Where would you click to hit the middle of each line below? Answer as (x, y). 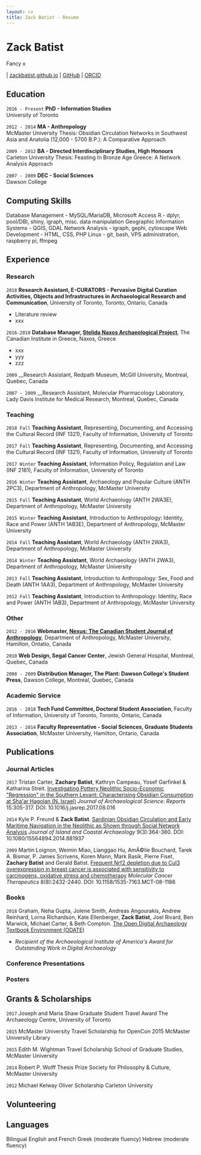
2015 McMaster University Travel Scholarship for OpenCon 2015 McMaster (98, 1031)
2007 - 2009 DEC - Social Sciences (50, 175)
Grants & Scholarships (49, 999)
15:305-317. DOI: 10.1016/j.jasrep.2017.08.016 (61, 808)
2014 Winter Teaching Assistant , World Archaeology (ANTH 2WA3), (91, 560)
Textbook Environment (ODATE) (46, 930)
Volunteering (31, 1104)
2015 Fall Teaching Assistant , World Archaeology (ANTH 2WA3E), (90, 500)
